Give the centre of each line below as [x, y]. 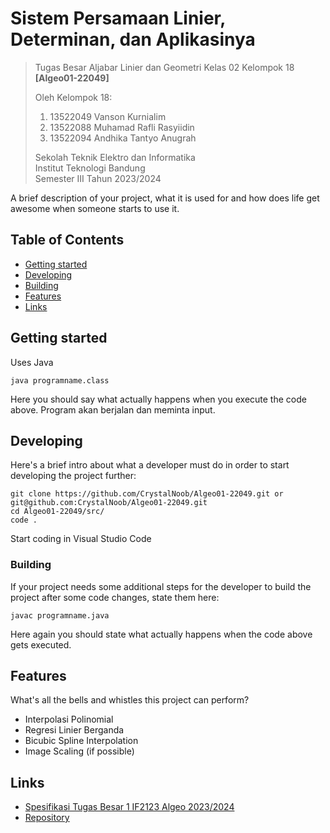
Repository [47, 818]
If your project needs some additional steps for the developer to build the [161, 586]
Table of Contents [67, 240]
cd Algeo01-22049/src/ [57, 512]
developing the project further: [73, 476]
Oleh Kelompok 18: [73, 97]
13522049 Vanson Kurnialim [108, 116]
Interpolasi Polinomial [69, 719]
